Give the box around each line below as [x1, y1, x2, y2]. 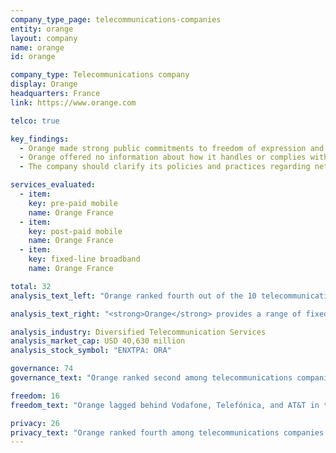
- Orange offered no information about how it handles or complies [19, 152, 307, 163]
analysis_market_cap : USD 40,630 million [10, 336, 186, 346]
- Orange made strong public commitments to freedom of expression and [19, 143, 325, 153]
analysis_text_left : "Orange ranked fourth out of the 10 [10, 291, 257, 301]
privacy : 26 [10, 418, 60, 428]
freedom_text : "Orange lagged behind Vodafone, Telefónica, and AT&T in [10, 400, 320, 410]
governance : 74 [10, 364, 74, 374]
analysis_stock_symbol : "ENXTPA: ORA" [10, 346, 172, 356]
